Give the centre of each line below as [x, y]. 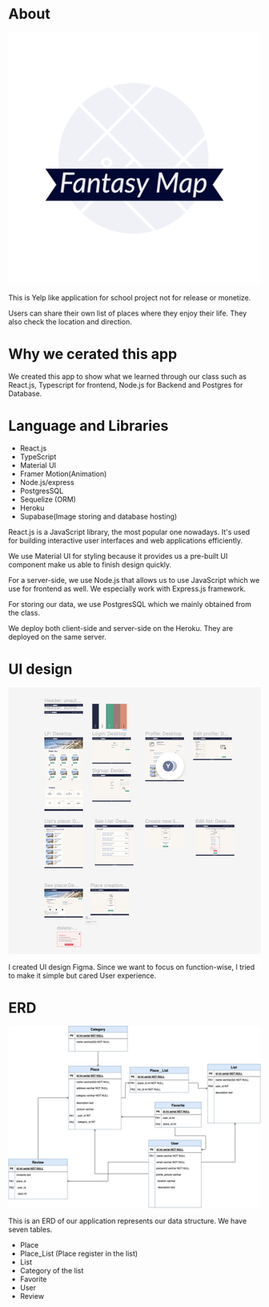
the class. [24, 613]
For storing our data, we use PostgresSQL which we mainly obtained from [130, 604]
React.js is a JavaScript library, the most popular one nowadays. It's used [129, 531]
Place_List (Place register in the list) [79, 1253]
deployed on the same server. [57, 637]
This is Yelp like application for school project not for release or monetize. [130, 297]
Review [32, 1296]
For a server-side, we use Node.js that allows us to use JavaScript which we [134, 580]
